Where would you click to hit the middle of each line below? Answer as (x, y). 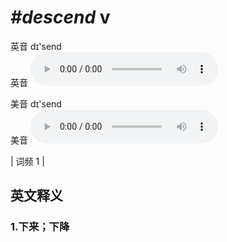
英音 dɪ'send (36, 46)
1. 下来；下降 (40, 227)
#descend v (60, 17)
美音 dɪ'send (36, 103)
